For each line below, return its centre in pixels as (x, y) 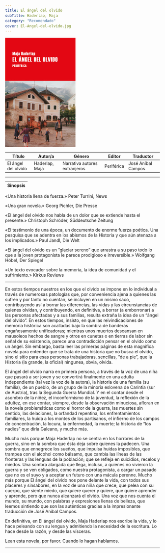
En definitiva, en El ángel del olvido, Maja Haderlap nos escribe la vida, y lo (81, 521)
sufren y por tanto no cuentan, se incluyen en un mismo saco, (68, 299)
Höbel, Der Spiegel (24, 260)
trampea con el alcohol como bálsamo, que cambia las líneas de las (73, 454)
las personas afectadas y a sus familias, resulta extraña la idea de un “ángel (82, 315)
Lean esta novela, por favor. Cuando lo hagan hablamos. (62, 541)
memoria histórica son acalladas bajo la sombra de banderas (67, 325)
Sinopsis (16, 185)
